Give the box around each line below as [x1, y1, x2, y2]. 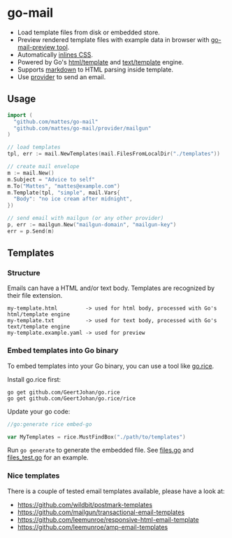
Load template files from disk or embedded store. [17, 28, 161, 36]
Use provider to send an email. [17, 72, 106, 81]
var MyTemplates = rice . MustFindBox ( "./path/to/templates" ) [7, 433, 187, 441]
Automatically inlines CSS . [17, 50, 93, 59]
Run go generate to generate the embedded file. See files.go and [7, 446, 194, 455]
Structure [7, 268, 41, 278]
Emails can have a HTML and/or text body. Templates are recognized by [7, 284, 215, 292]
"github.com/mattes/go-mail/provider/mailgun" [13, 125, 152, 132]
